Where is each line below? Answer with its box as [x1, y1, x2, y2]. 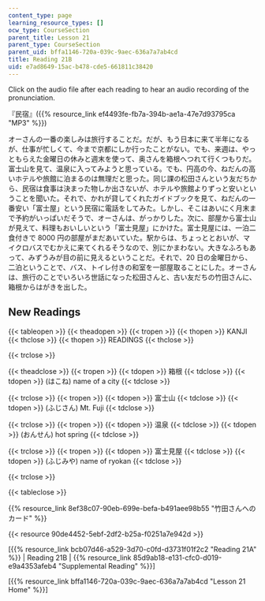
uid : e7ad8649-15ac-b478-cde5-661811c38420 [8, 63, 154, 71]
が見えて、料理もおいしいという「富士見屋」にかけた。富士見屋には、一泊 [8, 222, 250, 233]
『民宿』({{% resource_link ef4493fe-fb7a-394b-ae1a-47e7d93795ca [8, 109, 236, 118]
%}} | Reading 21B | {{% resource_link [8, 553, 132, 562]
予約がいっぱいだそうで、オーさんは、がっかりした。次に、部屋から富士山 [14, 213, 257, 222]
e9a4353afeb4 [8, 561, 57, 570]
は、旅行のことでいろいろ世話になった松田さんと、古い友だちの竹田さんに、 [8, 272, 256, 282]
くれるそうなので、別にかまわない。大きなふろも [90, 242, 250, 252]
